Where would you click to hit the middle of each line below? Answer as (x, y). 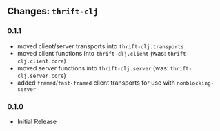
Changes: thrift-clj (53, 11)
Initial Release (37, 121)
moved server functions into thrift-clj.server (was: (93, 68)
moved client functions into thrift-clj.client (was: (91, 53)
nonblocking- (196, 83)
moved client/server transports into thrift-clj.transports (100, 46)
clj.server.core (40, 76)
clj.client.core (40, 61)
